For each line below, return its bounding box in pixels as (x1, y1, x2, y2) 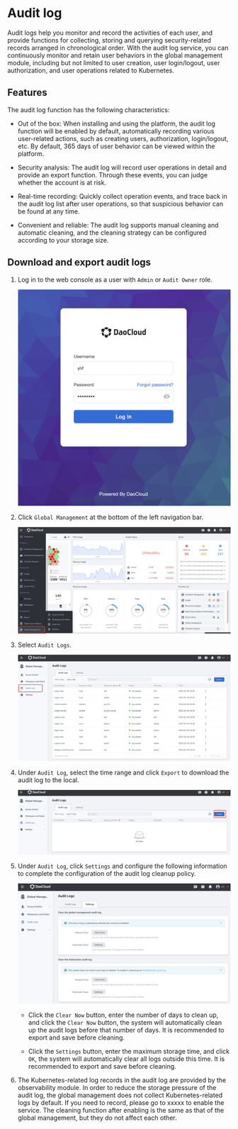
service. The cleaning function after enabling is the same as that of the (17, 1106, 225, 1115)
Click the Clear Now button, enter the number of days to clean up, (28, 1011, 219, 1019)
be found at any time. (17, 207, 80, 216)
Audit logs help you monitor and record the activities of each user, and (7, 28, 213, 37)
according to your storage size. (17, 235, 109, 244)
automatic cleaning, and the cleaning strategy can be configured (17, 228, 207, 237)
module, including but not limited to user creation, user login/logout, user (7, 58, 220, 67)
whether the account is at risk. (17, 178, 107, 187)
